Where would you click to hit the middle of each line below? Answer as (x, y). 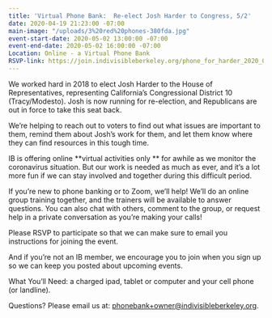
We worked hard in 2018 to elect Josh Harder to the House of (110, 84)
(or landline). (30, 290)
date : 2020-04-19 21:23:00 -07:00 (67, 23)
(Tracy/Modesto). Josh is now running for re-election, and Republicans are (133, 101)
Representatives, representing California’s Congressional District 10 (121, 92)
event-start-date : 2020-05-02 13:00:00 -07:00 (88, 38)
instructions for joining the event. (64, 241)
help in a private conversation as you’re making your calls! (105, 217)
